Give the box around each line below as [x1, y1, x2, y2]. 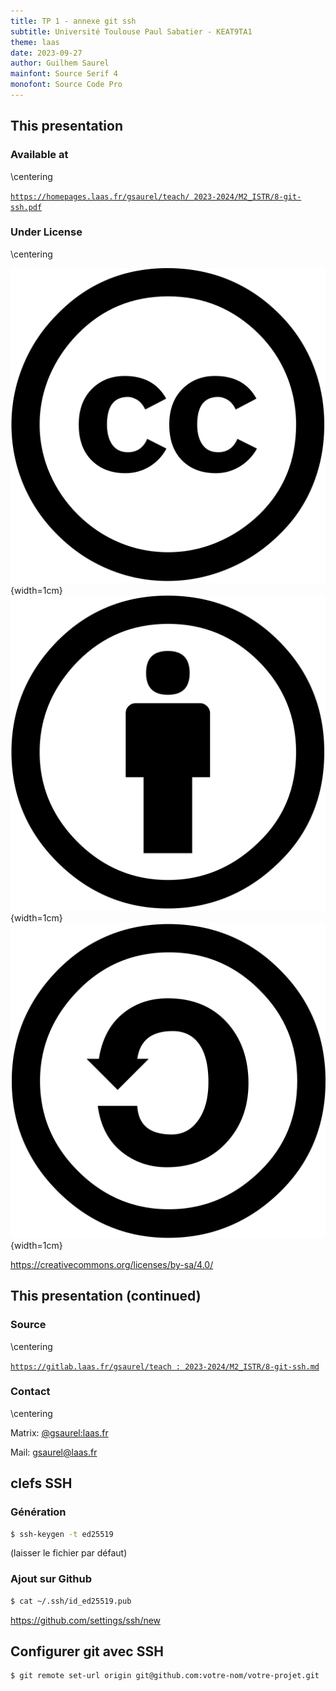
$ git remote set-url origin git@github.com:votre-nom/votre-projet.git [10, 1671, 320, 1681]
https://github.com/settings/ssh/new [10, 1614, 162, 1626]
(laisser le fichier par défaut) [10, 1547, 128, 1559]
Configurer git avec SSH [10, 1643, 164, 1660]
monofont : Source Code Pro [10, 80, 123, 90]
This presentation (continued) [10, 1288, 202, 1305]
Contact [10, 1385, 51, 1399]
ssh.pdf [10, 202, 43, 212]
